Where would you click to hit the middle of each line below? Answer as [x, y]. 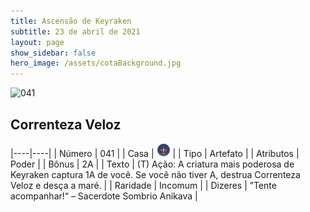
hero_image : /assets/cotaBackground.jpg [96, 63]
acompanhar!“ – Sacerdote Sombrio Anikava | [104, 196]
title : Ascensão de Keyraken [71, 21]
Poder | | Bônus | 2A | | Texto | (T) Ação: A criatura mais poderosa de [152, 164]
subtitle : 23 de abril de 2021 [75, 31]
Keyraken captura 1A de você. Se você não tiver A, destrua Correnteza [155, 174]
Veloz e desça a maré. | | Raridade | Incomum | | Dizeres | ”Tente [143, 185]
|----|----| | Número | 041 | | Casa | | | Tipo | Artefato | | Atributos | [155, 153]
